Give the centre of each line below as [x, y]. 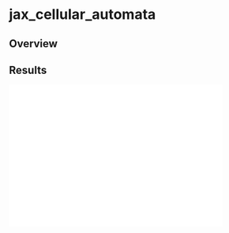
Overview [34, 44]
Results [28, 70]
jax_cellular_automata [83, 15]
